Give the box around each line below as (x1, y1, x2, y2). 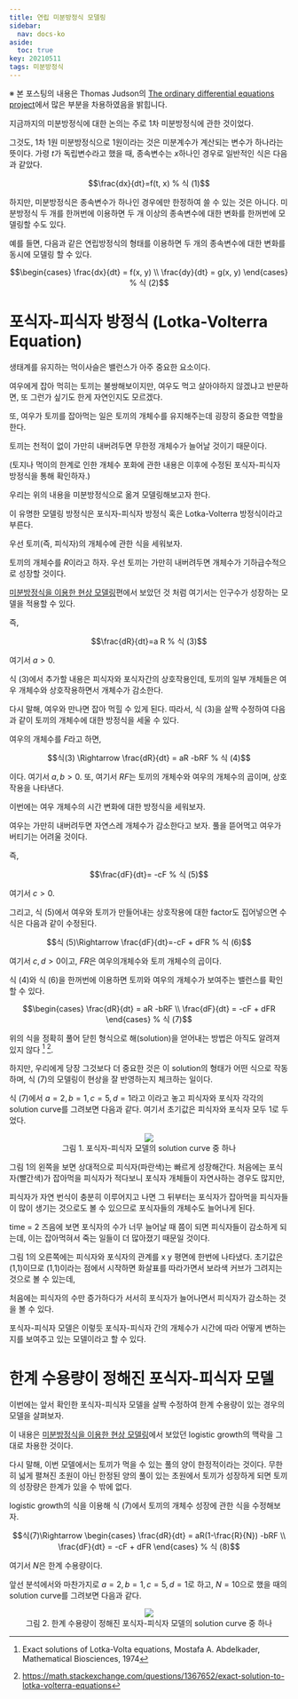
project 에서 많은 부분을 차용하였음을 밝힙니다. (9, 99, 168, 109)
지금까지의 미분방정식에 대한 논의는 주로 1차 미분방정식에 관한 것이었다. (9, 117, 255, 129)
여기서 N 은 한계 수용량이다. (9, 1560, 104, 1571)
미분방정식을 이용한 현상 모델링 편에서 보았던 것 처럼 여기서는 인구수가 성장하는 (9, 587, 279, 598)
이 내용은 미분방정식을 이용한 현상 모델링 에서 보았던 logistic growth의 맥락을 (9, 1429, 274, 1440)
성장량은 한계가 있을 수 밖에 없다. (18, 1481, 132, 1492)
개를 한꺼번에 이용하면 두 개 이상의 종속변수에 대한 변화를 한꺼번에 (49, 208, 277, 218)
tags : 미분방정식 (9, 63, 64, 72)
